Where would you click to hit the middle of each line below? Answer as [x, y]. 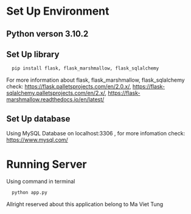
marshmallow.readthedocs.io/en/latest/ [55, 99]
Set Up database [38, 119]
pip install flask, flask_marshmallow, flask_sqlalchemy [85, 68]
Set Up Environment [58, 11]
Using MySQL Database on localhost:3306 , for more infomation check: [96, 134]
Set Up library [33, 54]
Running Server [47, 164]
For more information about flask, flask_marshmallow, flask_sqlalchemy [95, 80]
